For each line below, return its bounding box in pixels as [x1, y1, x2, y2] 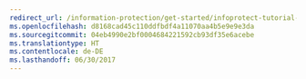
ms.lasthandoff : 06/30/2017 [9, 55, 117, 64]
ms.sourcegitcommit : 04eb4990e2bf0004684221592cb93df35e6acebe [9, 30, 255, 39]
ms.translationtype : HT [9, 38, 100, 48]
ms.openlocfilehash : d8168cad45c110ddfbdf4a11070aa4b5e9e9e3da [9, 22, 255, 31]
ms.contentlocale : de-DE [9, 47, 104, 56]
